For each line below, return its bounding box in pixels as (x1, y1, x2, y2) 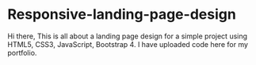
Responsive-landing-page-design (7, 5, 237, 23)
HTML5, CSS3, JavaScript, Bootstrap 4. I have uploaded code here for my (7, 39, 249, 49)
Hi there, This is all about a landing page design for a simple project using (7, 31, 247, 41)
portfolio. (7, 48, 37, 57)
